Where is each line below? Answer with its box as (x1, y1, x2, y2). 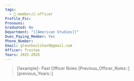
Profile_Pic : (5, 16, 31, 21)
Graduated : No (5, 25, 34, 30)
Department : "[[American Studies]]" (5, 30, 79, 34)
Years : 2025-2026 (5, 52, 40, 57)
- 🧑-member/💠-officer (9, 12, 53, 16)
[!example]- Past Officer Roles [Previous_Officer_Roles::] (16, 65, 130, 71)
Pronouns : (5, 20, 25, 26)
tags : (5, 7, 16, 12)
